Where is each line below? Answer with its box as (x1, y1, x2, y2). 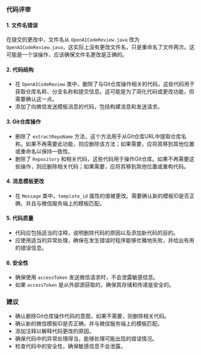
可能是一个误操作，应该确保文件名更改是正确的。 (6, 51, 128, 58)
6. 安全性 (6, 259, 29, 266)
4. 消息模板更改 (6, 178, 45, 185)
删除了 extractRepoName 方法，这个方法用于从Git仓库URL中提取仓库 (14, 133, 182, 140)
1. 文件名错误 (6, 21, 38, 28)
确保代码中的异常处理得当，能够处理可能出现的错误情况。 (14, 335, 158, 342)
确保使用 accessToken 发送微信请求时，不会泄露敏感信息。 (14, 274, 159, 281)
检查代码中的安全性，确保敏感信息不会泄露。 (14, 342, 126, 350)
